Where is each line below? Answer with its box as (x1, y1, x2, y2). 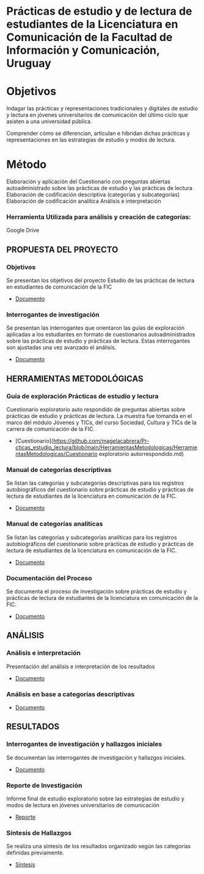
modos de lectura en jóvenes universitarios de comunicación (6, 801, 160, 808)
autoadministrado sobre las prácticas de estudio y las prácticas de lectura (6, 184, 192, 192)
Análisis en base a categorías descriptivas (6, 690, 135, 698)
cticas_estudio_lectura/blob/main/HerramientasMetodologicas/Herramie (15, 444, 197, 451)
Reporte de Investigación (6, 781, 82, 789)
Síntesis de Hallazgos (6, 829, 72, 837)
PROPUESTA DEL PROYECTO (6, 244, 118, 255)
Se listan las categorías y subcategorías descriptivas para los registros (6, 479, 184, 487)
